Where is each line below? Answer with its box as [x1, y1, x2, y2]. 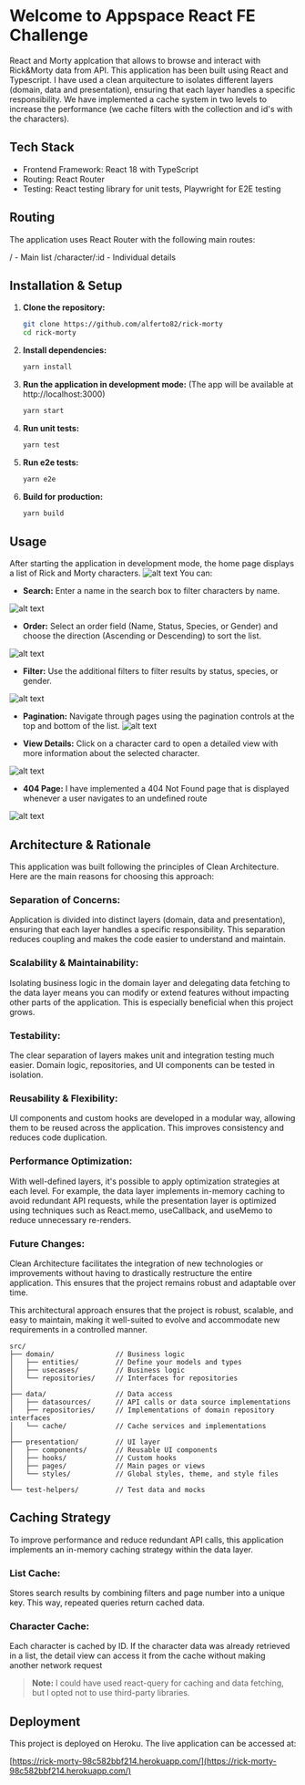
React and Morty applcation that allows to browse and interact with [9, 55, 261, 66]
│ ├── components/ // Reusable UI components [9, 1445, 219, 1455]
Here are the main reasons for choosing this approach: [9, 871, 215, 882]
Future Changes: [9, 1237, 85, 1250]
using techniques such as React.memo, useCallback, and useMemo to [9, 1205, 273, 1216]
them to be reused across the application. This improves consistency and [9, 1123, 285, 1134]
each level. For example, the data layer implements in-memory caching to [9, 1185, 285, 1196]
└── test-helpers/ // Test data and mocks [9, 1485, 206, 1494]
